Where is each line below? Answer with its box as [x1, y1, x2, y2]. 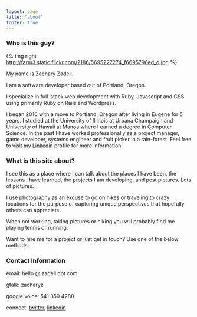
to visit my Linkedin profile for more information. [6, 142, 123, 149]
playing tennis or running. [6, 224, 68, 231]
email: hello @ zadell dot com [6, 270, 78, 277]
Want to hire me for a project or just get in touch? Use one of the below [6, 235, 179, 242]
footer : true [6, 19, 38, 25]
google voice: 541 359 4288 [6, 293, 75, 300]
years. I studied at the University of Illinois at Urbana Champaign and [6, 117, 173, 124]
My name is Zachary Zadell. [6, 70, 74, 77]
